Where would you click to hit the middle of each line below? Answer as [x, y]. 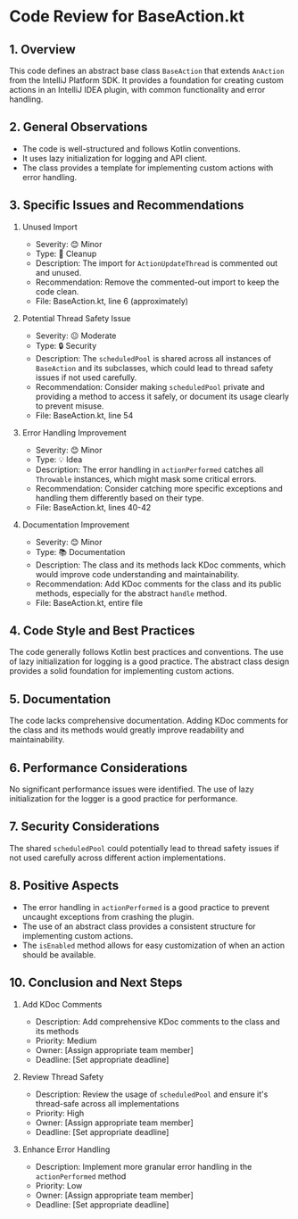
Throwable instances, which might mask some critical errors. [146, 478]
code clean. [57, 291]
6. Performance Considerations [99, 768]
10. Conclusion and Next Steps [96, 983]
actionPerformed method [81, 1176]
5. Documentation [60, 699]
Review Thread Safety [63, 1076]
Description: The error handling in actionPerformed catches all [149, 469]
